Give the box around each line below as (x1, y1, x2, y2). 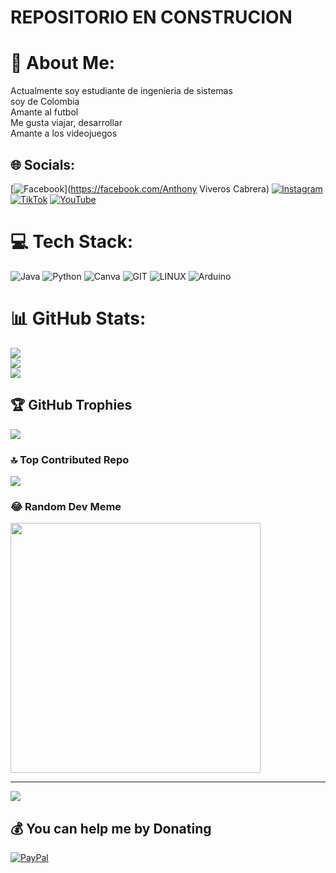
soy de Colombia (10, 96, 80, 108)
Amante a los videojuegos (10, 127, 118, 140)
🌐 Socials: (10, 156, 76, 173)
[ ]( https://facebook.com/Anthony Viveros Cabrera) (10, 182, 270, 195)
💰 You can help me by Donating (10, 820, 212, 837)
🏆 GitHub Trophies (10, 397, 133, 414)
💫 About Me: (10, 52, 116, 75)
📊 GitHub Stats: (10, 307, 147, 330)
